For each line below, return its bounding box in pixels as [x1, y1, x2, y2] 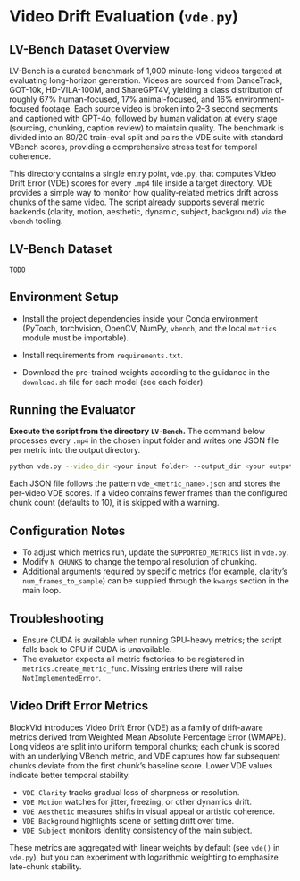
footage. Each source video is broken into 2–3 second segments [41, 104, 279, 113]
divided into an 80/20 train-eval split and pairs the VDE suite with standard [9, 132, 284, 142]
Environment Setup [9, 289, 119, 305]
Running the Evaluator [9, 402, 136, 417]
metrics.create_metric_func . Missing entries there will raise [21, 663, 244, 674]
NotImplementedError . [21, 672, 101, 683]
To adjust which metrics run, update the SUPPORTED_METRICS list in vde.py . [21, 547, 289, 558]
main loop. [21, 585, 62, 596]
